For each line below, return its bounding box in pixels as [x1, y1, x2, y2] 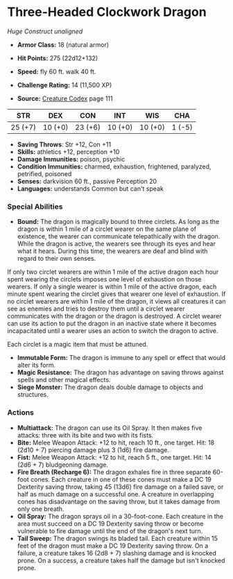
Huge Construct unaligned [7, 27, 83, 35]
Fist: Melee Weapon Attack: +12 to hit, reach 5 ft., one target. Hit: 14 [17, 453, 212, 461]
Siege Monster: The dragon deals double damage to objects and [17, 383, 203, 392]
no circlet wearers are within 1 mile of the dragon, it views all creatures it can [7, 297, 226, 306]
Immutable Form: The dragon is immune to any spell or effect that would [17, 354, 226, 362]
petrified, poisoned [17, 169, 72, 178]
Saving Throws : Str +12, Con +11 [17, 140, 112, 148]
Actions [7, 408, 35, 417]
